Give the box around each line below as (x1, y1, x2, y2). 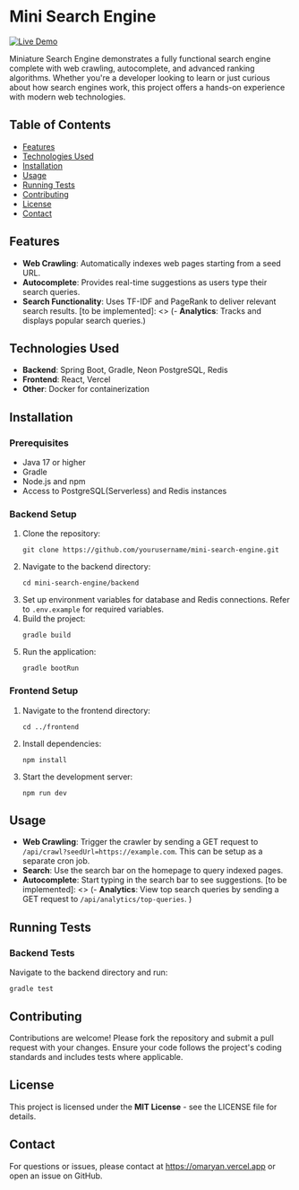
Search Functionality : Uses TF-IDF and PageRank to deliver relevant (21, 296, 277, 307)
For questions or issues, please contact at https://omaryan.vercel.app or (9, 1160, 276, 1171)
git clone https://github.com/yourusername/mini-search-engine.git (21, 545, 279, 555)
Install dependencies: (21, 738, 102, 749)
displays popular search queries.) (21, 315, 146, 326)
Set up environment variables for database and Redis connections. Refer (21, 595, 290, 605)
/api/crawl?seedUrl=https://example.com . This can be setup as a (21, 846, 263, 857)
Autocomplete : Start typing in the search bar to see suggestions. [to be (21, 874, 287, 885)
